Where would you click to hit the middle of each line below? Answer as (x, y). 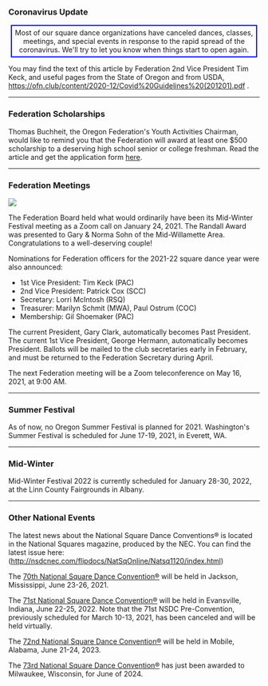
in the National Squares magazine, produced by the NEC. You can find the (130, 544)
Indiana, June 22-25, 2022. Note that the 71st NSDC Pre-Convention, (122, 608)
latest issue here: (36, 552)
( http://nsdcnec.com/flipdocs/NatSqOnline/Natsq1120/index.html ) (116, 560)
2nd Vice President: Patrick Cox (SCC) (83, 291)
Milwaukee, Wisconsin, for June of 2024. (76, 673)
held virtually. (30, 625)
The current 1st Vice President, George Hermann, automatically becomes (128, 340)
